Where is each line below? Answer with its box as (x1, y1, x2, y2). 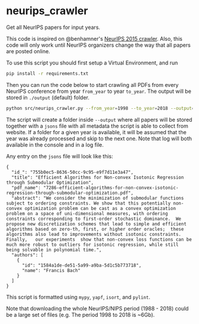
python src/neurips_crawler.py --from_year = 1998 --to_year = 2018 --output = (6, 105, 195, 111)
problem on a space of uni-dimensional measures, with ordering (6, 210, 168, 216)
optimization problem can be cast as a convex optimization (24, 205, 176, 211)
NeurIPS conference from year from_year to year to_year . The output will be (6, 88, 191, 95)
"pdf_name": (11, 184, 41, 190)
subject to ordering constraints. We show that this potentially (6, 200, 171, 206)
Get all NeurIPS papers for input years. (6, 24, 101, 31)
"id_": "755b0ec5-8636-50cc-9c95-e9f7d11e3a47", (11, 169, 134, 175)
